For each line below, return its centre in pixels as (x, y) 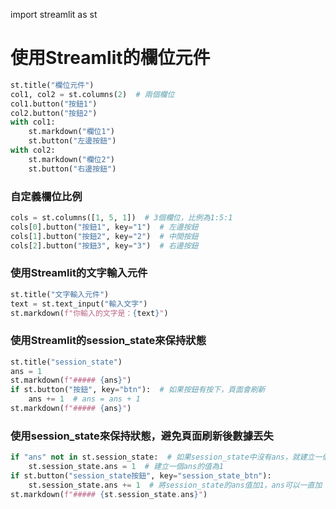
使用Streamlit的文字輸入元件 (79, 273)
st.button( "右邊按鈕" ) (72, 169)
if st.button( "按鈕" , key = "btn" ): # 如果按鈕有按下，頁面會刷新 (138, 390)
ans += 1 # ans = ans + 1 (84, 399)
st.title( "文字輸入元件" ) (60, 294)
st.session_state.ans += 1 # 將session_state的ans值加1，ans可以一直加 (175, 485)
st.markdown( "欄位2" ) (71, 159)
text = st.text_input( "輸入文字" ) (79, 304)
